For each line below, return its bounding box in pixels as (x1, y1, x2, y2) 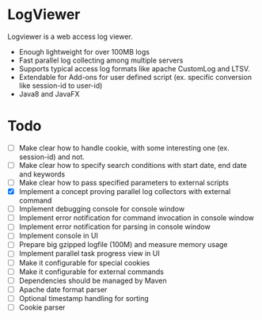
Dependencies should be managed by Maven (18, 276, 167, 285)
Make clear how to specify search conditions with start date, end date (18, 160, 247, 170)
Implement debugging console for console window (18, 204, 185, 214)
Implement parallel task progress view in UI (18, 249, 160, 258)
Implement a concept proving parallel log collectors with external (18, 187, 231, 196)
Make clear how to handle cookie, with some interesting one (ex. (18, 143, 230, 152)
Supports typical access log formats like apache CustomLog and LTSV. (18, 63, 250, 73)
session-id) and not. (18, 152, 85, 162)
